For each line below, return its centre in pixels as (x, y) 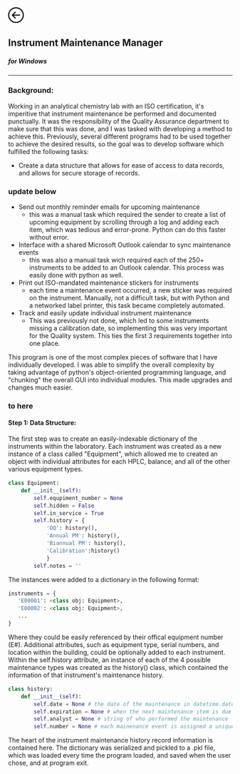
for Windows (28, 61)
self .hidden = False (64, 506)
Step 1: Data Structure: (42, 423)
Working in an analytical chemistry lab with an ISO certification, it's (106, 106)
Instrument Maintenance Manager (85, 43)
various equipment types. (46, 469)
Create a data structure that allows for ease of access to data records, (121, 165)
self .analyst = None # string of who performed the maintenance (131, 719)
